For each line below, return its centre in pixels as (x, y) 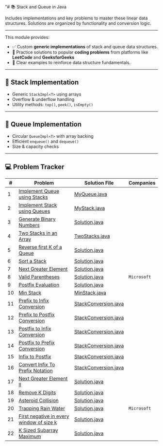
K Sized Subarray (38, 430)
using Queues (34, 211)
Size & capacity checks (35, 146)
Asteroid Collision (39, 401)
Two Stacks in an (38, 233)
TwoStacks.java (92, 236)
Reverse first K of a (40, 247)
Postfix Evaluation (39, 285)
